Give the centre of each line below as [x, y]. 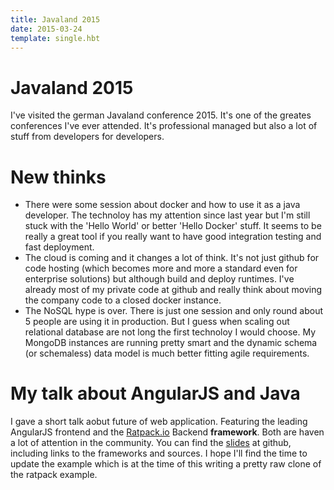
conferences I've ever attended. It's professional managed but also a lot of [164, 126]
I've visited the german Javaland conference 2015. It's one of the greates [161, 115]
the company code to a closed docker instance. [123, 300]
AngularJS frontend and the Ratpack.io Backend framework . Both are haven [167, 432]
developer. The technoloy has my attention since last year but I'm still [167, 215]
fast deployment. [59, 247]
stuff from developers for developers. [87, 137]
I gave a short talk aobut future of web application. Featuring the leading [159, 422]
